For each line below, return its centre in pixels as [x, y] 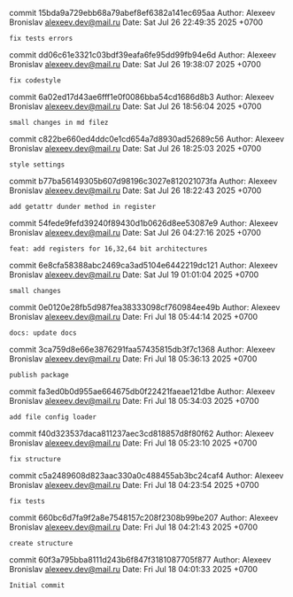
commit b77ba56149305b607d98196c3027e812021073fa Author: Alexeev [143, 181]
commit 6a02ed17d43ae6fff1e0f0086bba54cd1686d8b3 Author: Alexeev [142, 97]
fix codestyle [35, 81]
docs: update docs [43, 333]
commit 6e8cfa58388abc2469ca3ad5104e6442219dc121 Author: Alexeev [144, 265]
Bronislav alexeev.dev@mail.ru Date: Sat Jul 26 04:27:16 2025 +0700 [135, 233]
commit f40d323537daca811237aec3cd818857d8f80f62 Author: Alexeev [142, 434]
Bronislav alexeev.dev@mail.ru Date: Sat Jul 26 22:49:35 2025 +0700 [136, 22]
